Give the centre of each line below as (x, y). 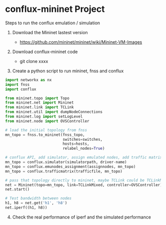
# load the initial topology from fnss (46, 130)
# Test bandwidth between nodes (38, 198)
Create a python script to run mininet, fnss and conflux (68, 71)
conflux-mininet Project (55, 9)
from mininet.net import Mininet (40, 103)
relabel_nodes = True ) (84, 149)
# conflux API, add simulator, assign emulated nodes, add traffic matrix (84, 158)
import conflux (21, 89)
